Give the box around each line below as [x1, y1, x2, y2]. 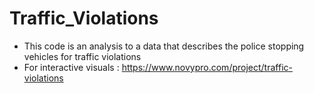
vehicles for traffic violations [23, 50, 142, 62]
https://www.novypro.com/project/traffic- [121, 61, 293, 73]
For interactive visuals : [23, 61, 120, 73]
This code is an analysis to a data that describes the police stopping [23, 40, 305, 52]
